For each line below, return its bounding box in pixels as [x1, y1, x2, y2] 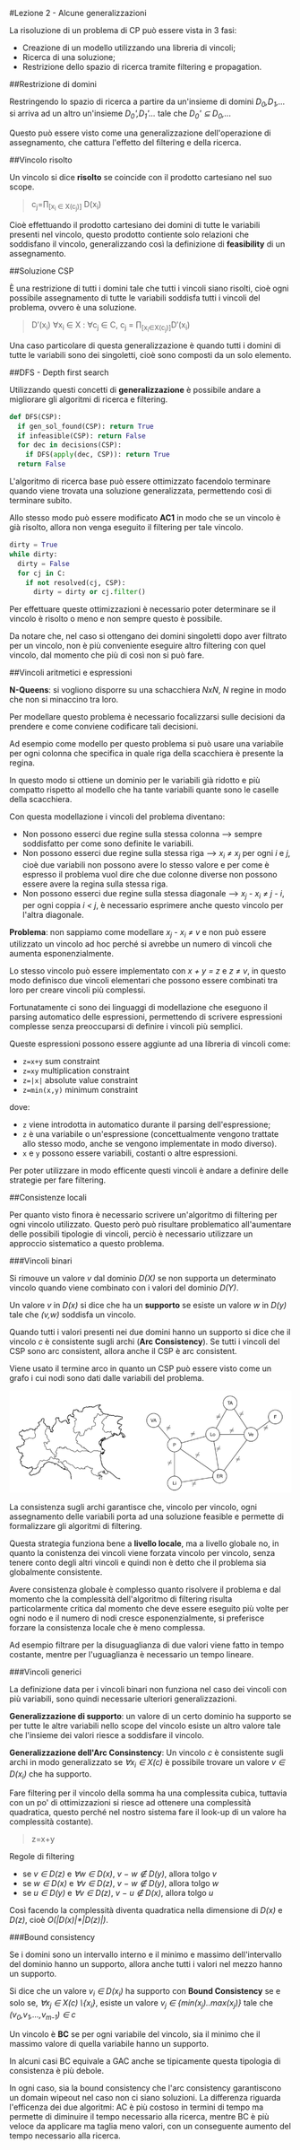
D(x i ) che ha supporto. [9, 1768, 92, 1781]
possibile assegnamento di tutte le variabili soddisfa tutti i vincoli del [9, 292, 261, 303]
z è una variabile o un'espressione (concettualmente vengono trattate [21, 1128, 279, 1139]
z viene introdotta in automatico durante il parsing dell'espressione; [21, 1119, 271, 1130]
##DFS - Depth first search [9, 367, 109, 378]
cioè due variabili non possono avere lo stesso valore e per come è [21, 860, 270, 870]
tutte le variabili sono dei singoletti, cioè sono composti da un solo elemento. [9, 349, 292, 360]
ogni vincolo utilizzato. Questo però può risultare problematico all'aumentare [9, 1219, 292, 1229]
